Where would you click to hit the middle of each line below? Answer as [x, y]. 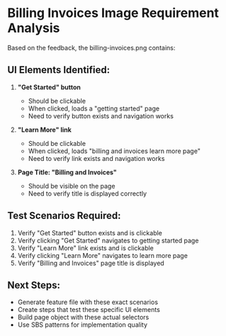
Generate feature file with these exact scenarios [87, 302]
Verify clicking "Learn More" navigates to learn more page [102, 255]
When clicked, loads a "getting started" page [94, 108]
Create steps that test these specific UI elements [89, 310]
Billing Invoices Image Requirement [113, 13]
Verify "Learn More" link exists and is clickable [86, 248]
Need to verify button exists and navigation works [101, 116]
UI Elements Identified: [59, 70]
